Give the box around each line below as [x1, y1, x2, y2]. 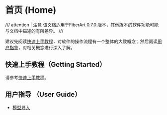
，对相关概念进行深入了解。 [18, 44, 75, 50]
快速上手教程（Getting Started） [5, 60, 106, 69]
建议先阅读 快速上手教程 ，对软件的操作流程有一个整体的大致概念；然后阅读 [5, 38, 158, 44]
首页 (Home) [5, 4, 57, 16]
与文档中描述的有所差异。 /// [5, 28, 64, 34]
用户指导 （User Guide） [5, 90, 82, 99]
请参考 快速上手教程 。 [5, 75, 49, 80]
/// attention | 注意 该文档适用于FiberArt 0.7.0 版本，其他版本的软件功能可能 [5, 22, 159, 28]
